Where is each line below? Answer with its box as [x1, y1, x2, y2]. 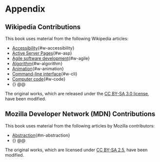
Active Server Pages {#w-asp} [12, 50, 72, 56]
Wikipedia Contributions [5, 23, 81, 31]
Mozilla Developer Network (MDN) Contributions [5, 110, 156, 118]
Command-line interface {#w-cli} [12, 71, 78, 76]
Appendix [5, 3, 45, 15]
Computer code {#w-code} [12, 76, 66, 82]
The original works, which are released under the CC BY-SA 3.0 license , [5, 91, 149, 96]
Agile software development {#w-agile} [12, 55, 90, 61]
